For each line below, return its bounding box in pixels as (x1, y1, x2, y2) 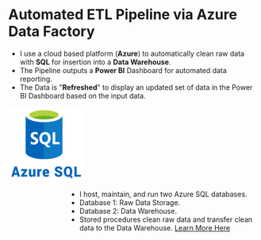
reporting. (19, 74, 53, 83)
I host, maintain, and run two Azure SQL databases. (79, 189, 248, 199)
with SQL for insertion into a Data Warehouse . (19, 57, 171, 67)
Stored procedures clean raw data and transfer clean (79, 215, 253, 224)
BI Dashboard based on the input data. (19, 91, 146, 100)
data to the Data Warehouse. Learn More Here (79, 223, 231, 232)
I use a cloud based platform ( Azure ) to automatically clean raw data (19, 48, 244, 58)
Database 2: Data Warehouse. (79, 206, 177, 215)
